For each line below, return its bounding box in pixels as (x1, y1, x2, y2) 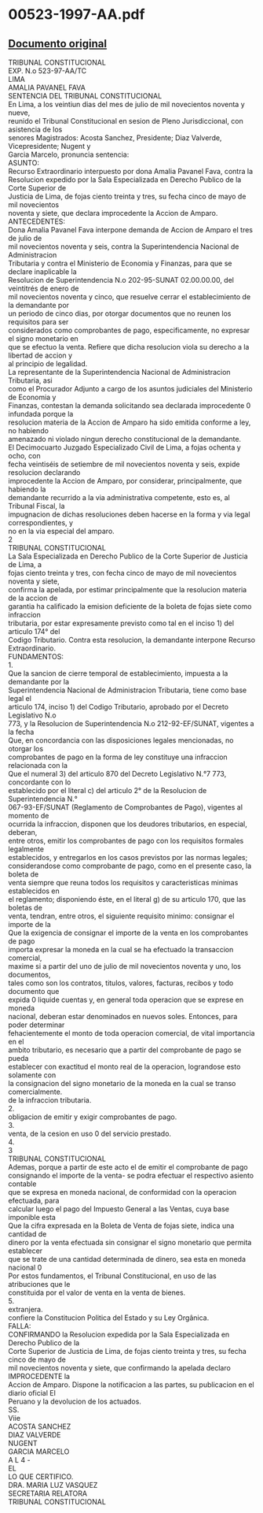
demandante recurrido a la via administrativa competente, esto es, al (8, 493, 230, 502)
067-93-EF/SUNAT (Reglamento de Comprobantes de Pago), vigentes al (8, 803, 243, 812)
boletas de (8, 903, 43, 912)
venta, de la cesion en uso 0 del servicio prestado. (8, 1129, 171, 1138)
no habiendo (8, 426, 49, 435)
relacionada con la (8, 761, 68, 769)
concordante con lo (8, 777, 71, 787)
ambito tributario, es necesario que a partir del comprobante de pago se (8, 1045, 242, 1055)
